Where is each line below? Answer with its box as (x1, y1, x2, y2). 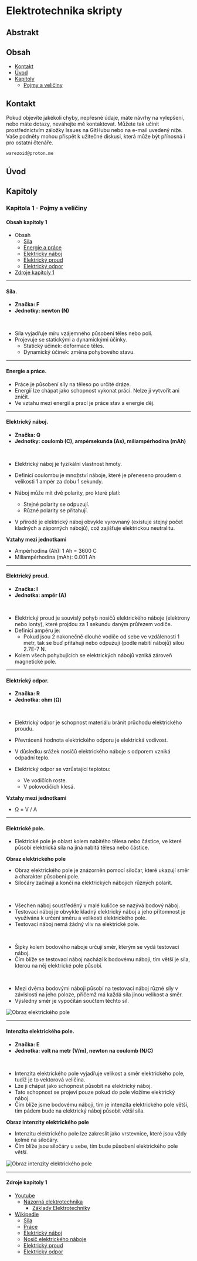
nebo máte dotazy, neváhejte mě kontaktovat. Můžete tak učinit (6, 120, 159, 127)
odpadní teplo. (14, 754, 50, 761)
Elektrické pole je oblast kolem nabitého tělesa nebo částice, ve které (14, 838, 182, 845)
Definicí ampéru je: (14, 627, 60, 634)
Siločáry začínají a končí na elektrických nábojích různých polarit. (14, 879, 173, 887)
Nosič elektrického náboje (23, 1235, 87, 1242)
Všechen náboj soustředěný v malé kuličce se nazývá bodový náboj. (14, 902, 181, 909)
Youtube (14, 1192, 35, 1199)
